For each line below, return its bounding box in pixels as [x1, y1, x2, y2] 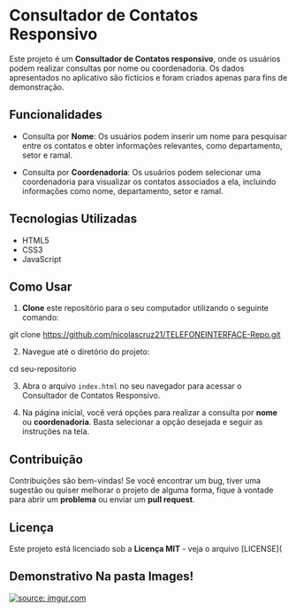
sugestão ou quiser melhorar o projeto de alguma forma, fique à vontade [9, 484, 274, 496]
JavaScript [21, 253, 62, 264]
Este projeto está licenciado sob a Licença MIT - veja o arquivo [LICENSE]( [9, 544, 283, 554]
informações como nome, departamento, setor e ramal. [21, 185, 224, 196]
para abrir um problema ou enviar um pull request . [9, 494, 195, 505]
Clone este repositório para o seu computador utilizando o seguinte [21, 303, 269, 314]
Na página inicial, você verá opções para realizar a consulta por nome [21, 407, 278, 418]
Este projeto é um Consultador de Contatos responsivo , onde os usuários [9, 53, 281, 64]
